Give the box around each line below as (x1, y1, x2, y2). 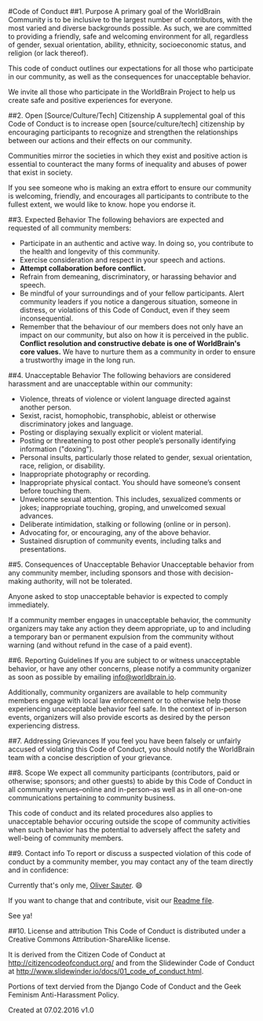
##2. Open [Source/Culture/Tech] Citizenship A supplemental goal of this (8, 111, 246, 120)
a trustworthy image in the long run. (19, 355, 136, 365)
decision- (203, 568, 234, 577)
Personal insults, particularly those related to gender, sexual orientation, (19, 453, 253, 462)
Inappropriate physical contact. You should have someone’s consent (19, 478, 241, 487)
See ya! (8, 911, 33, 920)
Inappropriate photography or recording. (19, 469, 151, 479)
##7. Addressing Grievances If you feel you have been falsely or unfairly (8, 736, 242, 745)
